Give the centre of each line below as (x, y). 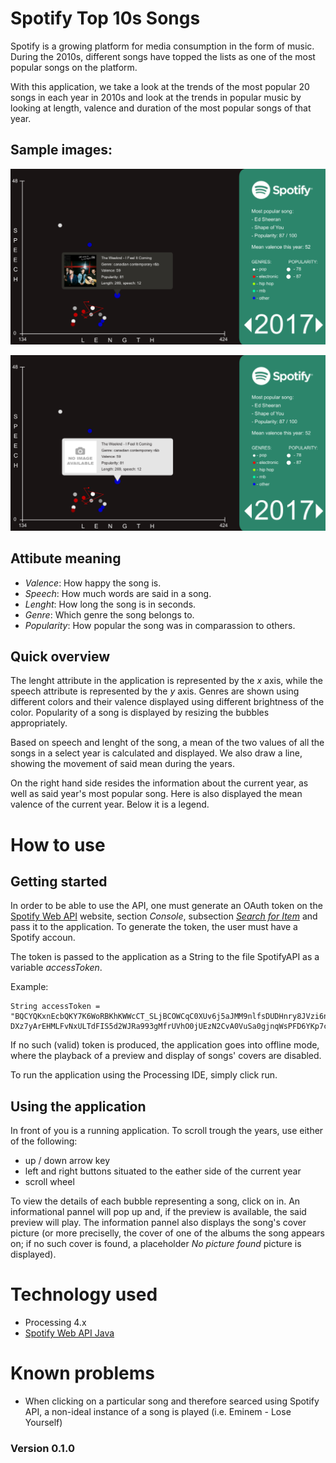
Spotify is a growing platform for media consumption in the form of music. (162, 46)
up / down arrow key (67, 1161)
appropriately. (39, 723)
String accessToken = (55, 1007)
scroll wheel (49, 1182)
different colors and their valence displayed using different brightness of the (167, 702)
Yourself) (43, 1423)
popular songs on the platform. (74, 67)
